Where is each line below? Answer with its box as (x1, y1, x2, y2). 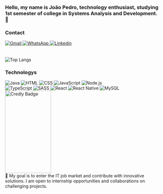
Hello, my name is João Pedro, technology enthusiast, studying (5, 4, 159, 11)
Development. (123, 10, 158, 17)
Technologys (5, 69, 37, 76)
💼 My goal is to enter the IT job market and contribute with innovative (5, 173, 144, 179)
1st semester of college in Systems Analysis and (5, 10, 122, 17)
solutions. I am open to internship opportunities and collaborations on (5, 178, 145, 184)
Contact (5, 29, 25, 36)
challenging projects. (5, 183, 47, 189)
